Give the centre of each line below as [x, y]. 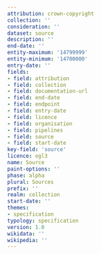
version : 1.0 [26, 227]
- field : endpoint [34, 104]
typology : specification [43, 221]
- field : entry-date [37, 111]
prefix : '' [23, 189]
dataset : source [30, 33]
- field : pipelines [35, 130]
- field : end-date [34, 98]
